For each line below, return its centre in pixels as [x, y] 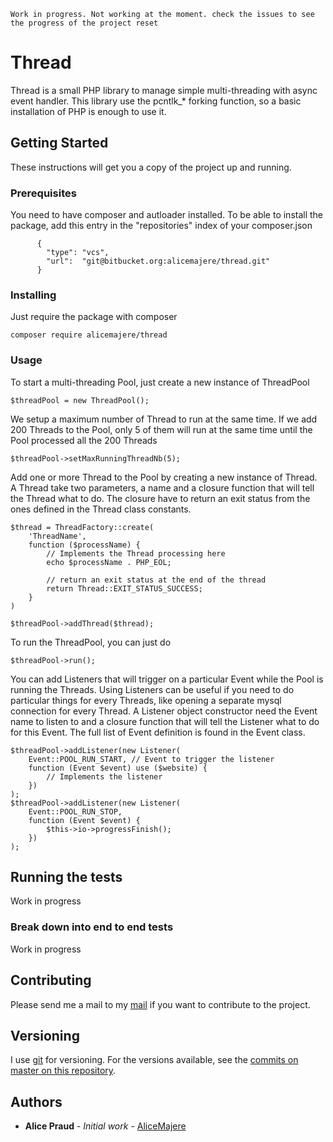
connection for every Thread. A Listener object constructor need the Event [164, 711]
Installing [33, 295]
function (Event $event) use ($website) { [118, 768]
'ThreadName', [57, 536]
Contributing [51, 980]
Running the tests [66, 877]
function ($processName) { [84, 545]
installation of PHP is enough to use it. [88, 111]
